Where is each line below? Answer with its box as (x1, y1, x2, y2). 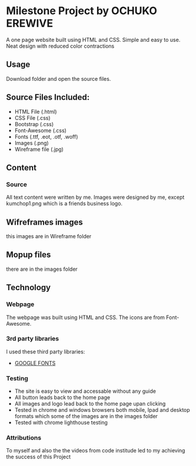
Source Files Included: (6, 93, 90, 103)
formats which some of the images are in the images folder (14, 413, 158, 420)
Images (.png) (14, 139, 49, 146)
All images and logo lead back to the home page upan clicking (14, 400, 166, 408)
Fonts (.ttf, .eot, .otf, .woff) (14, 133, 78, 140)
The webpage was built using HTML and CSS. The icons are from (6, 314, 165, 321)
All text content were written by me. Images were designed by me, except (6, 193, 185, 201)
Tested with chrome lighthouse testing (14, 419, 108, 426)
